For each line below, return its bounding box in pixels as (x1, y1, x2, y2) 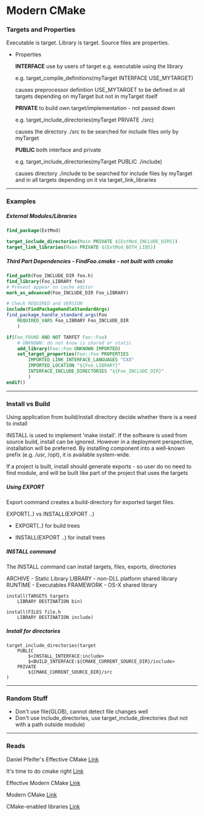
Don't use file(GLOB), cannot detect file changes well (15, 708, 149, 715)
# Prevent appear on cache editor (6, 284, 94, 290)
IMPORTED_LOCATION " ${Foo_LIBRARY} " (28, 362, 121, 368)
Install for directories (6, 627, 61, 634)
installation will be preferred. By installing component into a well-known (6, 444, 185, 452)
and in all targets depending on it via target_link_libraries (15, 176, 157, 184)
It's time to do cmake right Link (6, 767, 84, 775)
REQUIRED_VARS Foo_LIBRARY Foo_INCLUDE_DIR (17, 317, 129, 324)
